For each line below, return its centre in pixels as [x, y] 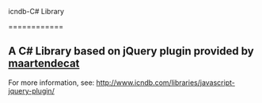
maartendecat [44, 63]
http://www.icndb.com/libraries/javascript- [165, 83]
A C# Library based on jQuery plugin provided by [131, 51]
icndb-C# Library [36, 11]
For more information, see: [51, 83]
